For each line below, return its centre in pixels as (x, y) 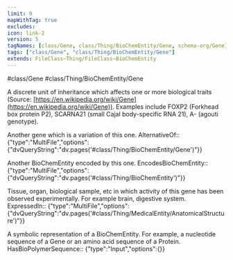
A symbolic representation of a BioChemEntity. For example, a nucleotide (112, 234)
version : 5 (23, 40)
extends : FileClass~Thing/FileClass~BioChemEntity (82, 59)
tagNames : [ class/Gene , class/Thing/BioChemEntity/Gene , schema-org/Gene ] (118, 46)
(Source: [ (21, 99)
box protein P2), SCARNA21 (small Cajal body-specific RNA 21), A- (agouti (113, 114)
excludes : (21, 26)
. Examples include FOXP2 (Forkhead (165, 106)
